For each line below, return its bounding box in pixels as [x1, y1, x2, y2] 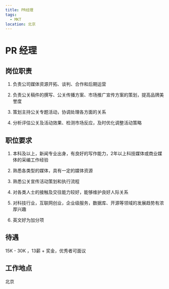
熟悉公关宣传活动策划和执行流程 [12, 178, 80, 185]
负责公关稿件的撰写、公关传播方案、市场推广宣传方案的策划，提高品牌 [12, 92, 160, 98]
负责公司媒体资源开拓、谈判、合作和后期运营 [12, 81, 107, 87]
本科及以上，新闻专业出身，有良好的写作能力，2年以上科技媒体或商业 [12, 151, 158, 157]
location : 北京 [5, 21, 36, 27]
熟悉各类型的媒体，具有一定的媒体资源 [12, 168, 93, 174]
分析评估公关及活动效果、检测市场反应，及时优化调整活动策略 [12, 120, 142, 126]
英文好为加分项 [12, 217, 44, 223]
